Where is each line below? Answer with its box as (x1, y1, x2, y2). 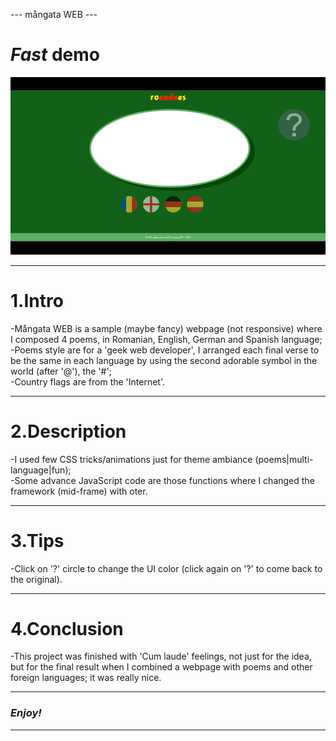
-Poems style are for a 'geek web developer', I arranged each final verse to (10, 344, 320, 356)
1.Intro (10, 289, 64, 312)
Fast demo (10, 44, 100, 66)
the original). (10, 573, 63, 585)
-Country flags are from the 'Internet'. (10, 375, 166, 388)
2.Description (10, 420, 127, 443)
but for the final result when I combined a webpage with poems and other (10, 661, 313, 673)
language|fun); (10, 464, 72, 476)
